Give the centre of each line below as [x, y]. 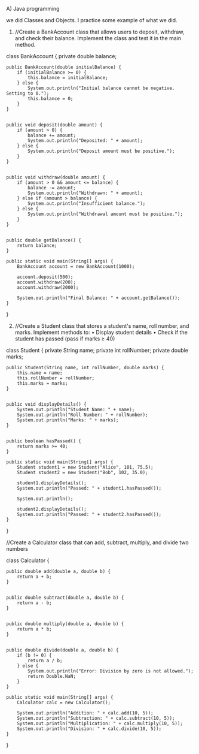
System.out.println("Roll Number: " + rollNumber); [82, 415]
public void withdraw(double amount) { [56, 177]
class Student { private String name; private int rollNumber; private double [97, 350]
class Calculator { [28, 560]
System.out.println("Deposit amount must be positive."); [101, 151]
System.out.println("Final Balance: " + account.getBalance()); [99, 298]
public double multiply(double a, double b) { [65, 624]
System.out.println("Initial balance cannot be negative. [101, 88]
